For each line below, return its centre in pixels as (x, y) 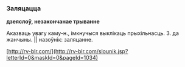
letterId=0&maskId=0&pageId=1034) (52, 58)
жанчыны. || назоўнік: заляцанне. (50, 40)
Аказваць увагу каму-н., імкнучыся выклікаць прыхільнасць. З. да (93, 33)
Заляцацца (24, 8)
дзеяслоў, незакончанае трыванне (53, 22)
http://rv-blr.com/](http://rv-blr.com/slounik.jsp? (68, 51)
